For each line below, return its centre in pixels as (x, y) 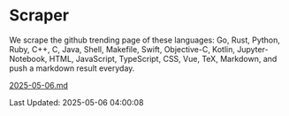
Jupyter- (253, 49)
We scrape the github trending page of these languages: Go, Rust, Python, (145, 40)
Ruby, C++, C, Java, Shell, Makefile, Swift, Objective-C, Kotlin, (122, 49)
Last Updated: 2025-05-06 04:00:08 (76, 102)
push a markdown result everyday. (72, 68)
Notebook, (28, 58)
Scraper (39, 15)
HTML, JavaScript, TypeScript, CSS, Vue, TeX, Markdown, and (163, 58)
